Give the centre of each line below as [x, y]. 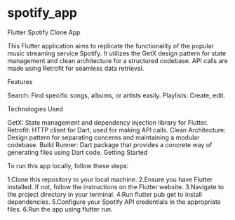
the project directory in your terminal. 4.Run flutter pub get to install [105, 194]
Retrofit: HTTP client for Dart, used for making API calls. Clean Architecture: [116, 130]
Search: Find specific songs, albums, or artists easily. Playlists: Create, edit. [116, 95]
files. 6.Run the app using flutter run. [60, 209]
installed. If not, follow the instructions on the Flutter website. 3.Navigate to [116, 186]
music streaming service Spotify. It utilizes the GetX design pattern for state [117, 53]
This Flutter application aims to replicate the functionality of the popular [110, 46]
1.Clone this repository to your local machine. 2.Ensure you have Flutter [110, 179]
